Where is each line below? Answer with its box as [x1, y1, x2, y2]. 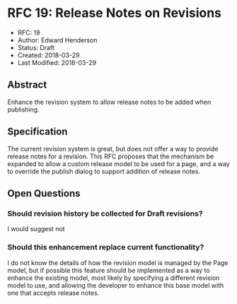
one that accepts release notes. [7, 288, 100, 297]
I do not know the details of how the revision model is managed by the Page [7, 258, 229, 267]
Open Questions [7, 187, 81, 199]
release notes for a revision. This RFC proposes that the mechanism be [7, 152, 214, 160]
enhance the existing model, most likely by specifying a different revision [7, 274, 220, 282]
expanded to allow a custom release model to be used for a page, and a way [7, 159, 230, 168]
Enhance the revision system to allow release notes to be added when [7, 98, 212, 106]
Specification [7, 126, 68, 138]
